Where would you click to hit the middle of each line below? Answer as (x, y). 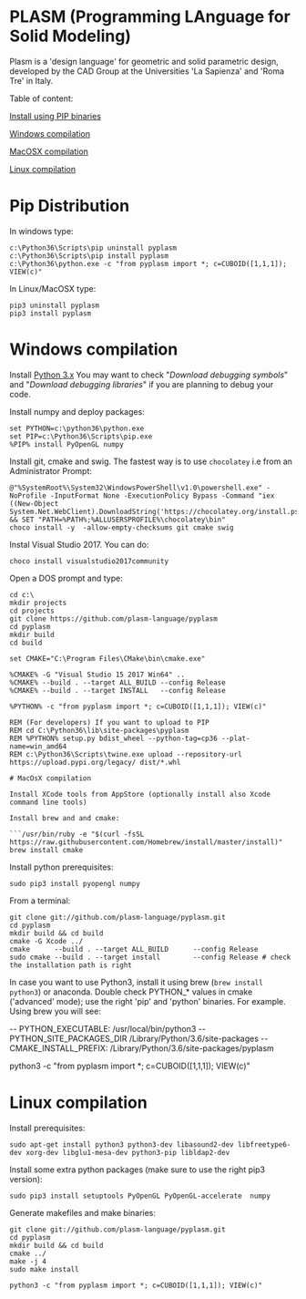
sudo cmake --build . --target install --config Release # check (150, 957)
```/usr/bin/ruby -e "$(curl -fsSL (77, 834)
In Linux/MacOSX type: (53, 288)
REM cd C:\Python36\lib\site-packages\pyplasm (99, 730)
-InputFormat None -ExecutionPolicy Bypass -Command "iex (162, 495)
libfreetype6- (264, 1144)
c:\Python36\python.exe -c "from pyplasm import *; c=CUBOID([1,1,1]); (148, 263)
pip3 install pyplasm (51, 313)
